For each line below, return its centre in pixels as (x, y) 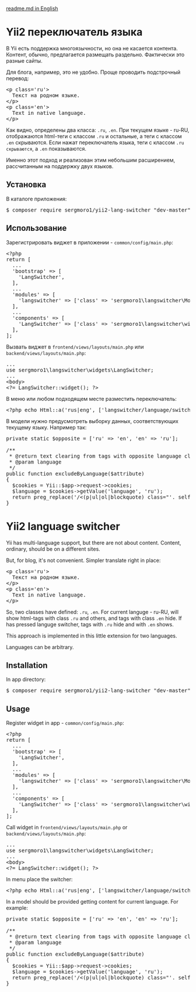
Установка (26, 185)
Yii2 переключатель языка (74, 32)
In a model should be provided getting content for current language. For (92, 902)
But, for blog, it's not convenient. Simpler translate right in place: (83, 560)
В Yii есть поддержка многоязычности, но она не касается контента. (92, 48)
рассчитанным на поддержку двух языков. (60, 166)
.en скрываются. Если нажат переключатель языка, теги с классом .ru (95, 142)
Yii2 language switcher (63, 526)
